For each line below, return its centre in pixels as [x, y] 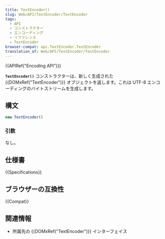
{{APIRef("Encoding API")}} [33, 66]
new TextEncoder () [24, 118]
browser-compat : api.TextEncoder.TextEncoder [53, 47]
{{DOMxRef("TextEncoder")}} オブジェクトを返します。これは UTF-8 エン [81, 82]
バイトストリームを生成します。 [63, 88]
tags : [11, 19]
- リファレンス [23, 38]
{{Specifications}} [24, 172]
